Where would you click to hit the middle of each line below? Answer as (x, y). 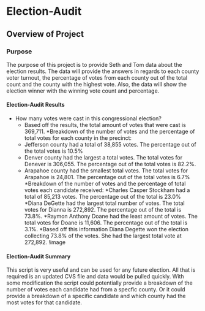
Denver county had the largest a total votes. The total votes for (103, 158)
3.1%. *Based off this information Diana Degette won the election (106, 229)
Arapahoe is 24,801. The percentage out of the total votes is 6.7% (107, 177)
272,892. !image (45, 242)
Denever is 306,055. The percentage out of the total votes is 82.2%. (110, 164)
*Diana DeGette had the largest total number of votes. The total (104, 203)
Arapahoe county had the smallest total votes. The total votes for (106, 171)
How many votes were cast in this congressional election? (88, 118)
